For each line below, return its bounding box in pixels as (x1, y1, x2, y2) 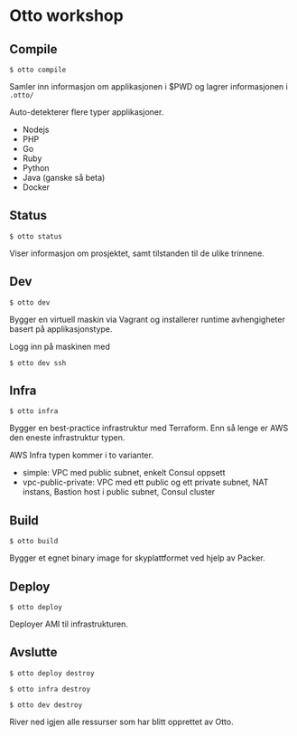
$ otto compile (9, 65, 67, 74)
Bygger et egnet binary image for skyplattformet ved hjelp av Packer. (9, 552, 266, 563)
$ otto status (9, 231, 63, 241)
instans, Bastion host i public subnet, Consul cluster (22, 486, 216, 497)
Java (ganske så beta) (22, 173, 106, 183)
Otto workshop (9, 5, 124, 26)
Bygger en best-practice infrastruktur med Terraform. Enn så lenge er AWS (9, 422, 289, 434)
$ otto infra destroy (9, 684, 91, 694)
